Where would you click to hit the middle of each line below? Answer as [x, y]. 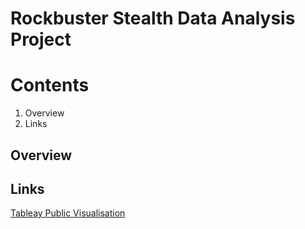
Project [41, 39]
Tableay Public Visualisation [68, 213]
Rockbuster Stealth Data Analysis [153, 18]
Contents [50, 85]
